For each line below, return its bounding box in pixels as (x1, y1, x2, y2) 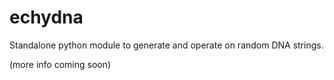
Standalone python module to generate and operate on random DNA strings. (9, 39, 324, 51)
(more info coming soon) (9, 58, 112, 70)
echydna (9, 6, 84, 29)
